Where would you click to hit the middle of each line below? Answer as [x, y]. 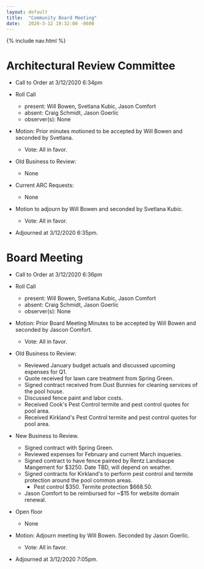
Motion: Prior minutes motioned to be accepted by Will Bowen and [99, 131]
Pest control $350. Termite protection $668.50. [93, 487]
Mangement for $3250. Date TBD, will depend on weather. [98, 467]
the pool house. [44, 391]
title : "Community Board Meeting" [52, 18]
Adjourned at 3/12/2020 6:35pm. [57, 233]
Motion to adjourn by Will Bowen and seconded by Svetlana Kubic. [99, 209]
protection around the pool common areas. [78, 480]
